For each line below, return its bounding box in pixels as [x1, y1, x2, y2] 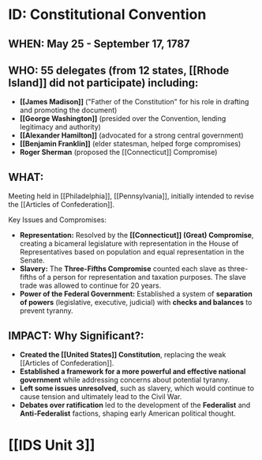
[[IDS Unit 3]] [8, 436, 95, 454]
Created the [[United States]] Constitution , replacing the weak [19, 350, 226, 360]
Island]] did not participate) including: [8, 76, 199, 89]
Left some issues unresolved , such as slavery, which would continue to [19, 383, 255, 393]
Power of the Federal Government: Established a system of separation [19, 289, 253, 299]
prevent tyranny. [19, 306, 73, 315]
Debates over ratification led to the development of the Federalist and [19, 401, 251, 410]
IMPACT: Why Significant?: [8, 329, 144, 342]
